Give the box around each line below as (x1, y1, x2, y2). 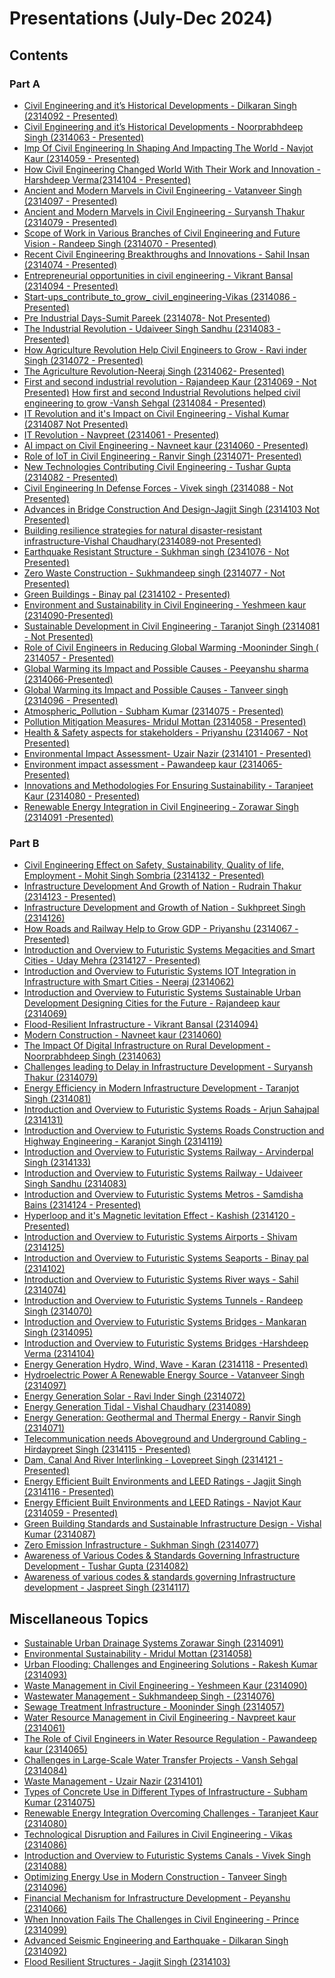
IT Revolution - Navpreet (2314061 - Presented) (23, 428, 220, 441)
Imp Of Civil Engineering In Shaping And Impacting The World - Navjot (23, 142, 314, 154)
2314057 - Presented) (23, 652, 115, 664)
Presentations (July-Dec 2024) (9, 7, 274, 30)
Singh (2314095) (23, 1327, 94, 1339)
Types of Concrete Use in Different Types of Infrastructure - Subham (23, 1785, 308, 1797)
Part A (9, 77, 41, 91)
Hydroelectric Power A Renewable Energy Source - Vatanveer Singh (23, 1369, 306, 1381)
